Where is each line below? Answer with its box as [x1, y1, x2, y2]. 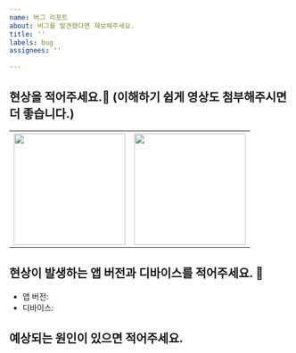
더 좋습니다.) [9, 106, 75, 121]
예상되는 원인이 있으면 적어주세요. [9, 331, 184, 346]
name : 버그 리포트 [9, 12, 69, 22]
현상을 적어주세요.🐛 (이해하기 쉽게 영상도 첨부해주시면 [9, 89, 287, 104]
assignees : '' [9, 46, 62, 55]
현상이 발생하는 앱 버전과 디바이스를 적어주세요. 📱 [9, 266, 264, 281]
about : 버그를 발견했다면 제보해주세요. [9, 21, 136, 30]
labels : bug [9, 37, 53, 47]
